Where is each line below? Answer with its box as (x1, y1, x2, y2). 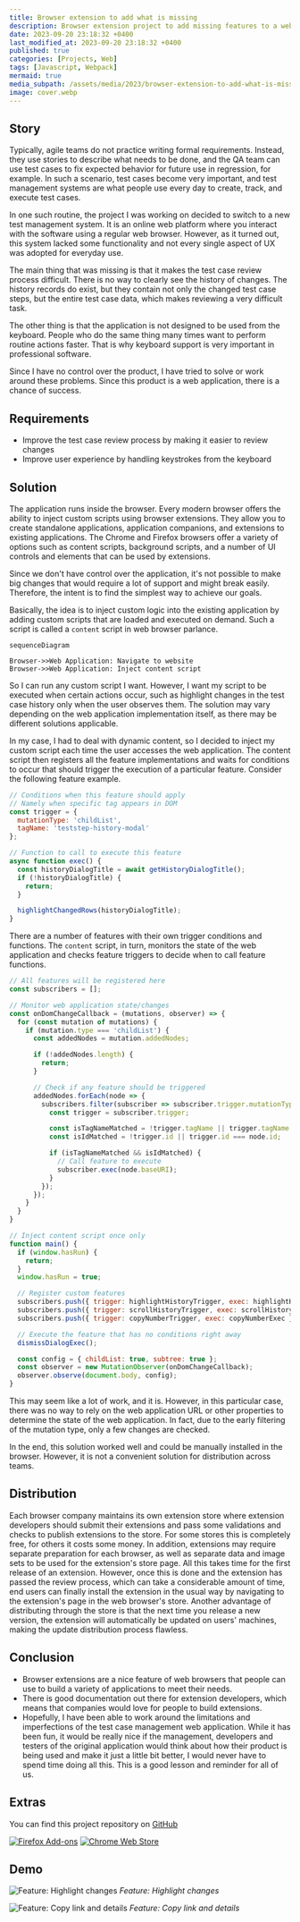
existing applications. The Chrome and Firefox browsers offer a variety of (9, 531, 279, 542)
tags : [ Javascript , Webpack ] (9, 64, 118, 72)
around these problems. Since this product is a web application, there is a (9, 376, 279, 386)
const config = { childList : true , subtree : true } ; (17, 1354, 218, 1364)
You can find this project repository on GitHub (9, 1818, 179, 1829)
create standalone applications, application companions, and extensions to (9, 522, 285, 533)
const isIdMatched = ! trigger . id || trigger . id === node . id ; (48, 1132, 282, 1141)
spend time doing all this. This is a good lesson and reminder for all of (21, 1759, 279, 1770)
